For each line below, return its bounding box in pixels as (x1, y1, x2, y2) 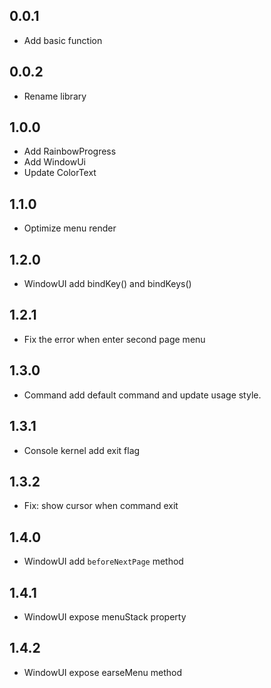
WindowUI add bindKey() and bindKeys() (23, 278, 192, 290)
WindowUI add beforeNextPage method (23, 555, 184, 568)
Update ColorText (23, 167, 97, 179)
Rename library (23, 90, 87, 102)
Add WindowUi (23, 156, 86, 168)
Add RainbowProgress (23, 145, 117, 158)
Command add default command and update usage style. (23, 389, 262, 401)
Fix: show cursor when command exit (23, 500, 179, 512)
